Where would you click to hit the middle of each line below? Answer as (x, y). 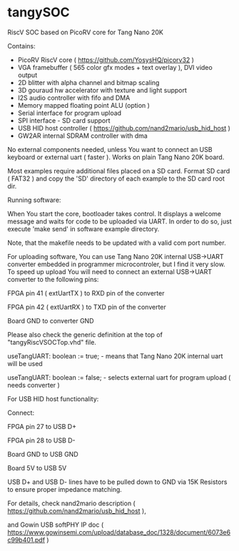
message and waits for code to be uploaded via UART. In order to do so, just (119, 221)
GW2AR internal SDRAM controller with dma (82, 136)
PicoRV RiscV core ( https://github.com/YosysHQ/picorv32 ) (106, 60)
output (27, 75)
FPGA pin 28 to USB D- (42, 440)
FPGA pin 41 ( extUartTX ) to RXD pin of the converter (86, 293)
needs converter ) (34, 385)
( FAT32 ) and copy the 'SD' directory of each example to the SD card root (116, 178)
